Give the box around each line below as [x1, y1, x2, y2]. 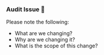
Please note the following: [6, 19, 69, 26]
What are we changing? [14, 30, 73, 37]
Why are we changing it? [14, 36, 76, 43]
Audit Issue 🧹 [6, 5, 45, 13]
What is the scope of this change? [14, 42, 98, 49]
